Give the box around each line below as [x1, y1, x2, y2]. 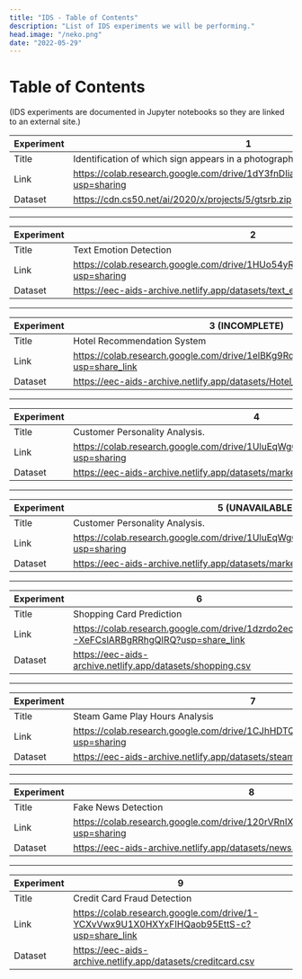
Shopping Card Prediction [73, 608, 182, 620]
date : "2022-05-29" [9, 38, 83, 48]
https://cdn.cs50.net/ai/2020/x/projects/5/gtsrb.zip [73, 193, 292, 206]
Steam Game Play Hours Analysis [73, 710, 214, 723]
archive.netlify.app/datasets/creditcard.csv [73, 955, 255, 967]
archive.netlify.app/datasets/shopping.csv [73, 660, 252, 672]
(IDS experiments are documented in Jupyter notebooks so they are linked [9, 107, 285, 118]
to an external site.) [9, 116, 81, 127]
